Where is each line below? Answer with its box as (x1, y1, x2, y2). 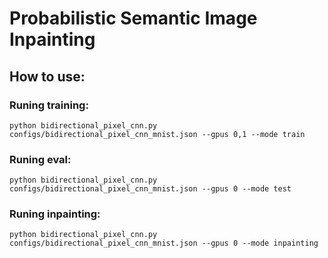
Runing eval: (9, 152, 72, 166)
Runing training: (9, 98, 89, 112)
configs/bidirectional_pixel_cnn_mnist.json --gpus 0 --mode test (9, 184, 292, 194)
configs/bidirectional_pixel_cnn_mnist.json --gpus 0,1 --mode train (9, 129, 306, 139)
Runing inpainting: (9, 207, 101, 221)
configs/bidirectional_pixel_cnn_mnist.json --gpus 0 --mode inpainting (9, 238, 319, 249)
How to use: (9, 68, 86, 85)
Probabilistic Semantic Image (9, 7, 258, 30)
